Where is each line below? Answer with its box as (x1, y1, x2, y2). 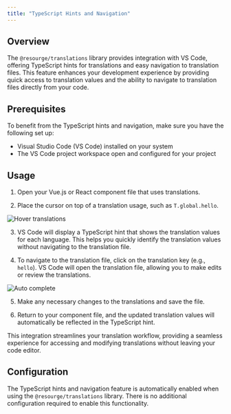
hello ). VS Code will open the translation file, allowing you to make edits (16, 264, 222, 272)
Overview (7, 36, 50, 48)
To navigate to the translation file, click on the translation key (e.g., (16, 256, 206, 264)
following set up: (7, 129, 54, 137)
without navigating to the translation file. (16, 243, 132, 251)
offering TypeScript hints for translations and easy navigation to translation (7, 61, 219, 70)
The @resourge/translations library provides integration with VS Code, (7, 54, 208, 62)
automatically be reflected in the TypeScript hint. (16, 318, 155, 326)
